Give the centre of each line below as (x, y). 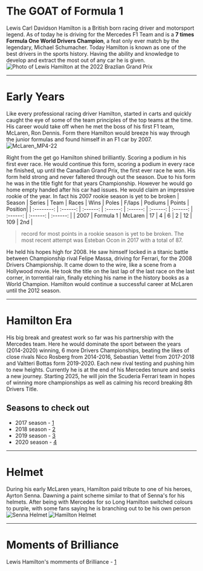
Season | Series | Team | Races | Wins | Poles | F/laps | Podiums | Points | (98, 202)
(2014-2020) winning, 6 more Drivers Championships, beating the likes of (98, 350)
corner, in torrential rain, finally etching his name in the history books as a (98, 278)
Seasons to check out (48, 408)
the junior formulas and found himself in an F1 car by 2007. (79, 139)
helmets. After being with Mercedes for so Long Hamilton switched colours (100, 502)
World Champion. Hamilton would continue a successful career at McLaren (100, 284)
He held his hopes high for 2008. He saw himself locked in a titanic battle (97, 252)
